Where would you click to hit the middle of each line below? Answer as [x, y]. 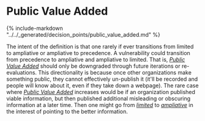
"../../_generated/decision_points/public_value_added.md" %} [84, 34]
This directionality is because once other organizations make [115, 72]
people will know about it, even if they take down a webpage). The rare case [102, 85]
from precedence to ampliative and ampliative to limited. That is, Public [96, 59]
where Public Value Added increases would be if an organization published [101, 92]
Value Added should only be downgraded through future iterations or [93, 66]
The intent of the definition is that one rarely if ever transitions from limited [100, 46]
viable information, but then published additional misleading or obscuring [99, 98]
